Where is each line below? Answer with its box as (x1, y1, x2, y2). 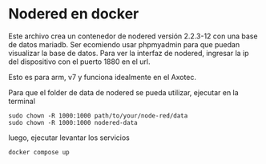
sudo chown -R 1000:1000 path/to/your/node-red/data (8, 111, 188, 120)
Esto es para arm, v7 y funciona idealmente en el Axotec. (8, 72, 197, 82)
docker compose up (8, 148, 70, 156)
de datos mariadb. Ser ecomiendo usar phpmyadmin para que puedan (8, 39, 240, 49)
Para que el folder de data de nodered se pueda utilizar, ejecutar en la (8, 87, 239, 97)
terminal (8, 96, 36, 106)
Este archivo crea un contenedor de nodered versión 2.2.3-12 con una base (8, 31, 258, 41)
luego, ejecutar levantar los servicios (8, 133, 131, 142)
